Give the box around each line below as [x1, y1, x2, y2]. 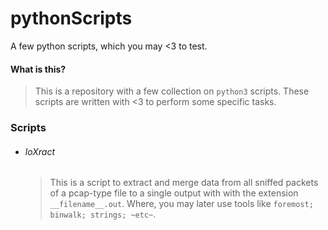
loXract [24, 145, 55, 157]
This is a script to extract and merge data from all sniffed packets [49, 177, 319, 189]
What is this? [10, 63, 67, 75]
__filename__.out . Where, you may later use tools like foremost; [49, 198, 314, 210]
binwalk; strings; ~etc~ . [49, 208, 157, 221]
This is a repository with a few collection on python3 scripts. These [34, 85, 310, 97]
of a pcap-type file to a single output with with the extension [49, 187, 299, 199]
